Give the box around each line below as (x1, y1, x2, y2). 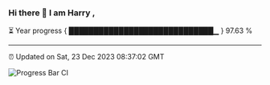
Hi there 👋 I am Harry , (8, 7, 96, 18)
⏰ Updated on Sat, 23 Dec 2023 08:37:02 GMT (8, 52, 165, 62)
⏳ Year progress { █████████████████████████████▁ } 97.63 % (8, 26, 253, 35)
